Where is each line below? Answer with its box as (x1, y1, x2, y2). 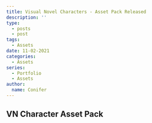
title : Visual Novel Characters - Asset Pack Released (6, 8, 147, 15)
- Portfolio (11, 70, 42, 76)
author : (6, 82, 26, 88)
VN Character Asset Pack (6, 109, 103, 119)
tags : (6, 37, 20, 43)
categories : (6, 53, 36, 59)
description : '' (6, 14, 47, 20)
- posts (11, 25, 31, 32)
